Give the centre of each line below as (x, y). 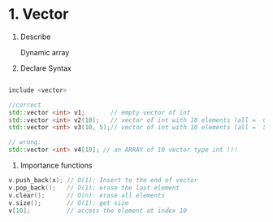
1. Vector (39, 14)
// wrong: (25, 142)
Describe (35, 37)
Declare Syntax (45, 68)
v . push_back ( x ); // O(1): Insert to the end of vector (103, 181)
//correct (25, 105)
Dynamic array (45, 52)
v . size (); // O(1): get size (69, 203)
